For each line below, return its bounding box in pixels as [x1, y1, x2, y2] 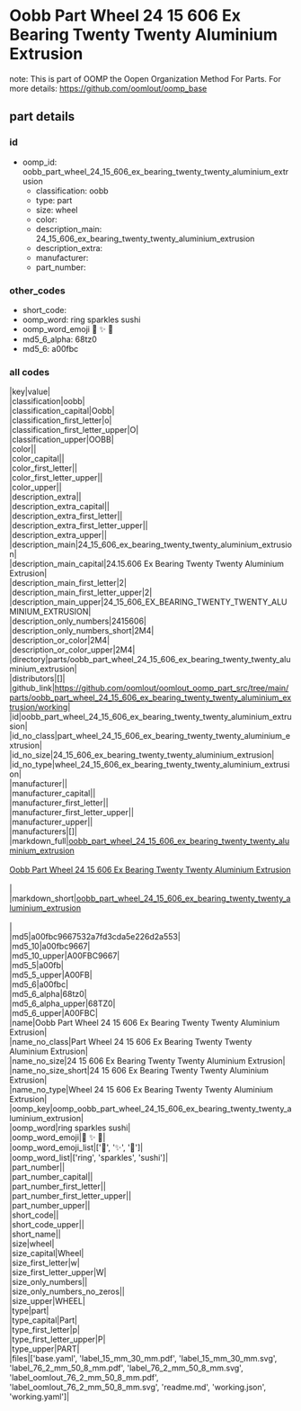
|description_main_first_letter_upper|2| [9, 587, 153, 598]
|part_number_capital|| [9, 1172, 93, 1182]
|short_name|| [9, 1229, 61, 1240]
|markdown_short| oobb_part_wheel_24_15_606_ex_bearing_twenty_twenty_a [9, 893, 291, 904]
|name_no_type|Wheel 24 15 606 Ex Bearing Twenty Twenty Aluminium [9, 1084, 274, 1095]
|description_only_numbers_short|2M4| [9, 625, 155, 636]
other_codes [9, 284, 66, 297]
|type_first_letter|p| [9, 1325, 81, 1335]
